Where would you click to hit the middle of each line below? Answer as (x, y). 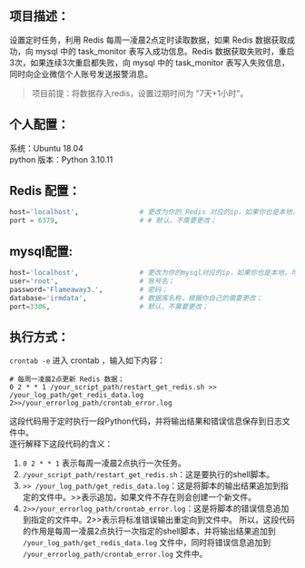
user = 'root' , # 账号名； (92, 281)
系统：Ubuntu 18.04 (46, 148)
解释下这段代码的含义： (69, 444)
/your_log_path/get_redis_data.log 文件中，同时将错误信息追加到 (146, 543)
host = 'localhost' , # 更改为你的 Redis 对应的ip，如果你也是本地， (154, 212)
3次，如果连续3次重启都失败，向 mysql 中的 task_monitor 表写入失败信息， (150, 63)
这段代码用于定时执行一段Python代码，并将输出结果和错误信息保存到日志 (146, 421)
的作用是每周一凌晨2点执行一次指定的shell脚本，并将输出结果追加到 (149, 531)
